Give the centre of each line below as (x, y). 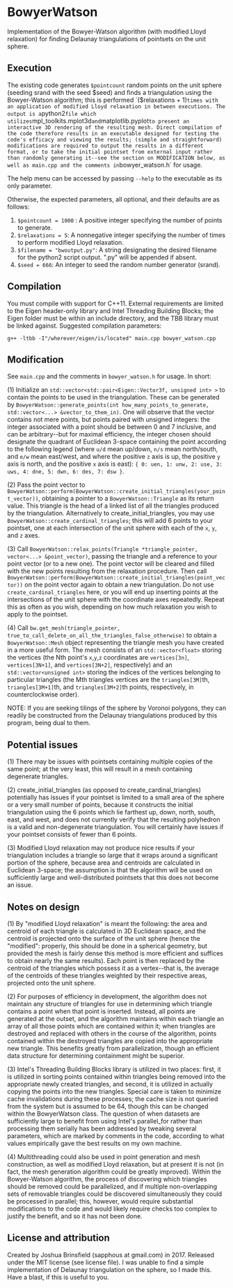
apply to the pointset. (38, 614)
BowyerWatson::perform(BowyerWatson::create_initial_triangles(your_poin (116, 492)
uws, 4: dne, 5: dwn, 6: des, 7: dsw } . (66, 471)
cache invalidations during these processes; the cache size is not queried (113, 1099)
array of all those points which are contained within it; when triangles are (111, 1026)
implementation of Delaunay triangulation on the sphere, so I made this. (110, 1269)
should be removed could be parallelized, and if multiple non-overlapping (112, 1187)
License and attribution (58, 1238)
